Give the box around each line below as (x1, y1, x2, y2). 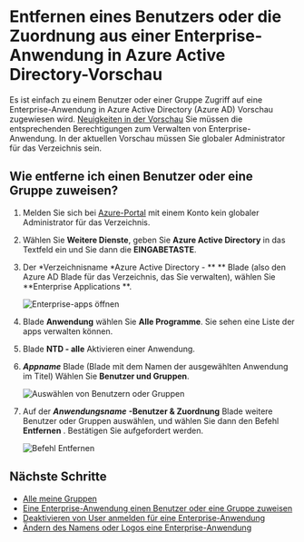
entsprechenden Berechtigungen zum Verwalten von (9, 123, 207, 133)
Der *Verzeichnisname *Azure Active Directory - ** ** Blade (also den (22, 261, 287, 272)
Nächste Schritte (9, 469, 107, 485)
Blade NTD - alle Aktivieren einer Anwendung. (22, 343, 195, 354)
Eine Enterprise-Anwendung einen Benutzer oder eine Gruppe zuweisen (22, 502, 293, 514)
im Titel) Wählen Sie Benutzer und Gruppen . (22, 370, 190, 381)
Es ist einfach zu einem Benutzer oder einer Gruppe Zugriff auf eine (9, 94, 263, 105)
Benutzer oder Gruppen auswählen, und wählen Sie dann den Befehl (22, 415, 279, 426)
